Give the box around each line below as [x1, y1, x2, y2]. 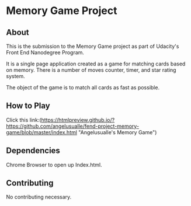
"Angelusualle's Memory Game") [78, 128, 157, 135]
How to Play [6, 101, 51, 111]
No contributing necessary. [6, 194, 72, 201]
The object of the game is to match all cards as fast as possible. [6, 84, 159, 91]
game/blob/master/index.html [6, 128, 78, 135]
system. [6, 73, 25, 79]
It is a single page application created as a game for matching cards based [6, 60, 186, 67]
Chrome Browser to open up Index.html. [6, 161, 102, 168]
